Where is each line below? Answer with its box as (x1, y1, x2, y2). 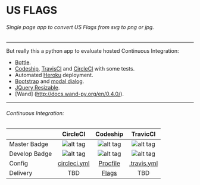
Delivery (9, 168, 33, 177)
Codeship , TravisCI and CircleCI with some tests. (14, 65, 135, 72)
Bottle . (14, 59, 32, 66)
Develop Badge (9, 149, 52, 158)
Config (9, 159, 29, 167)
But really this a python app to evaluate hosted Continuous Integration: (6, 47, 179, 55)
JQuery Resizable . (14, 84, 60, 91)
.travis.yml (129, 159, 158, 167)
